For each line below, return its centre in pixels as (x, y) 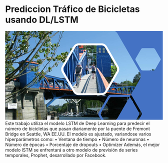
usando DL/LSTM (42, 20)
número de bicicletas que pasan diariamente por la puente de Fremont (77, 128)
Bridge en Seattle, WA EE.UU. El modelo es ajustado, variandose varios (78, 134)
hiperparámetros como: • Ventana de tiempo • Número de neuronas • (77, 139)
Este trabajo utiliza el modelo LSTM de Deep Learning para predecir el (77, 123)
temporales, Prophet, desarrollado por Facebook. (56, 155)
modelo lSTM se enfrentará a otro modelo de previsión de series (71, 150)
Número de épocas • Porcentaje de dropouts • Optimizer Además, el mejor (82, 144)
